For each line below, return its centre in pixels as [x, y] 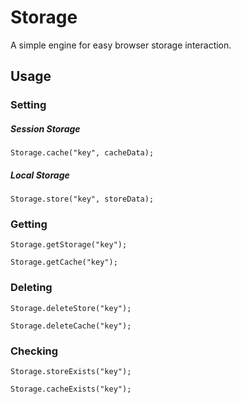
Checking [34, 351]
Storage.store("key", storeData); [82, 199]
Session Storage [45, 128]
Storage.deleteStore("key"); [71, 308]
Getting [29, 224]
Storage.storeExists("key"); [71, 372]
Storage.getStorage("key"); [69, 245]
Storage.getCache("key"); [64, 262]
